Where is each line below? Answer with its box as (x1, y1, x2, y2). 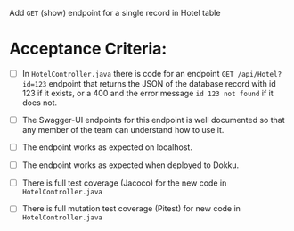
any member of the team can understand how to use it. (21, 125, 225, 136)
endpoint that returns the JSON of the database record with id (48, 78, 276, 88)
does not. (21, 97, 58, 108)
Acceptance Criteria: (9, 39, 167, 59)
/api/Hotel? (237, 70, 282, 78)
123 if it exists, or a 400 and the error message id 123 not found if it (21, 88, 274, 98)
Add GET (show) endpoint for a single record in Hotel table (9, 8, 221, 18)
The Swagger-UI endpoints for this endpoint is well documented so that (21, 115, 285, 125)
